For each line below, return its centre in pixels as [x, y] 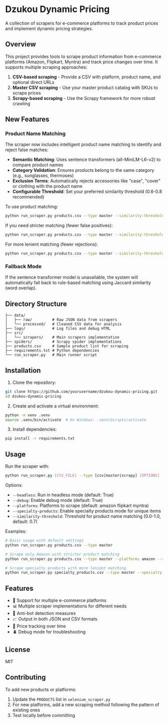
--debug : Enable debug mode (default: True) [57, 500]
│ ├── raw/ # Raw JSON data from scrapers [61, 320]
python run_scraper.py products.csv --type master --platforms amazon [80, 559]
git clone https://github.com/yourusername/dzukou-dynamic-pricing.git [81, 391]
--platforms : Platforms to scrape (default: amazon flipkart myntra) [80, 505]
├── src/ [14, 333]
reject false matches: [27, 150]
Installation [23, 370]
